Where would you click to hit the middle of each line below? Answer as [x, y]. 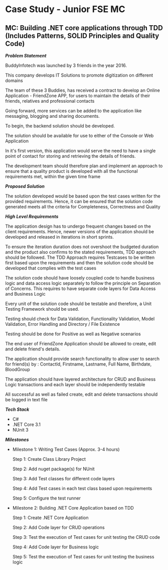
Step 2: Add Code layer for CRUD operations [58, 527]
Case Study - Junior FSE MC [65, 9]
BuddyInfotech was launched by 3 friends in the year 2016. [66, 65]
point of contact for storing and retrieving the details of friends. [70, 156]
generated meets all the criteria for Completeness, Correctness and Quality [83, 207]
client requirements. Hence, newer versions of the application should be [80, 232]
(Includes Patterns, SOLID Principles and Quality [82, 35]
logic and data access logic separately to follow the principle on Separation [83, 283]
